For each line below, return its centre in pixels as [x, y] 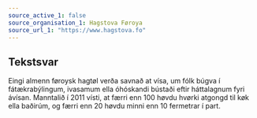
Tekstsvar [34, 62]
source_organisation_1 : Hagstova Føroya [76, 23]
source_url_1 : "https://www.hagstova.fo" [77, 30]
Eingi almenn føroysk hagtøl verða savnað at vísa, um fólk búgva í [114, 81]
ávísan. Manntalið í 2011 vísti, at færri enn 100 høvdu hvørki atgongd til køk [129, 98]
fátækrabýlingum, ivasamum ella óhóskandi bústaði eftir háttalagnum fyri [127, 89]
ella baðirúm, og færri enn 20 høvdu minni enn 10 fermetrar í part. [114, 106]
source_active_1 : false [47, 15]
